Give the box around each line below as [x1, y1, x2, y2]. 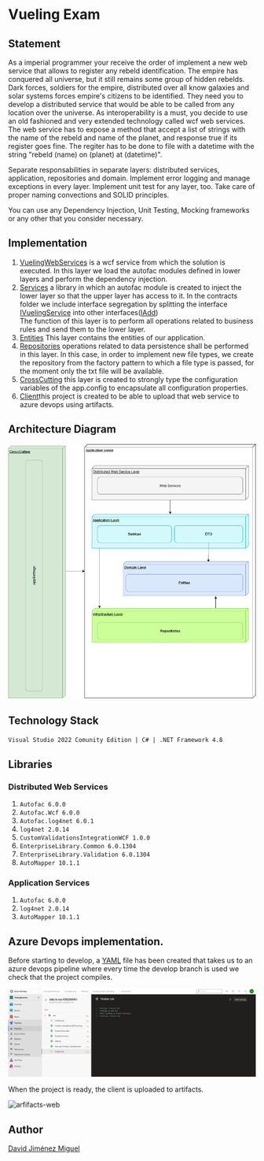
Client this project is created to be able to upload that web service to [19, 391, 240, 401]
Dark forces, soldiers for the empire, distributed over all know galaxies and [8, 83, 250, 92]
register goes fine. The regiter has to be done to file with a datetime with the [8, 142, 255, 150]
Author [8, 1122, 43, 1136]
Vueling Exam [8, 6, 101, 24]
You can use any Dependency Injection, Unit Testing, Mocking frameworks [8, 206, 250, 214]
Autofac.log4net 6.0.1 [19, 817, 94, 825]
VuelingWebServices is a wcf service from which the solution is [19, 258, 225, 267]
